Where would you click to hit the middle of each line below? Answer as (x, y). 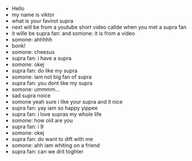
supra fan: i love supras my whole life (56, 114)
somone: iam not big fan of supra (52, 77)
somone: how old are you (42, 120)
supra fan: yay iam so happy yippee (55, 108)
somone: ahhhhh (32, 40)
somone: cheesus (33, 52)
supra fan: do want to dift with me (52, 139)
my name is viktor (33, 15)
